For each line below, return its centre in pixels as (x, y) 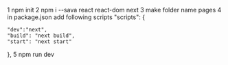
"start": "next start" (39, 42)
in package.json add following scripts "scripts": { (76, 17)
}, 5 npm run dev (31, 54)
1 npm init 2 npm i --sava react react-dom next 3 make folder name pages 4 (114, 10)
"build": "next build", (41, 36)
